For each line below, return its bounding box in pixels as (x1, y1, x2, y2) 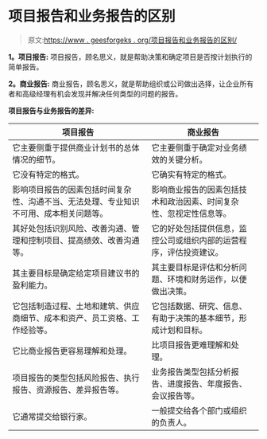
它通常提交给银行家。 (12, 411, 93, 422)
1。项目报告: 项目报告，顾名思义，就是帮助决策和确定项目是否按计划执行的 (8, 52, 253, 61)
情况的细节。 (12, 154, 61, 165)
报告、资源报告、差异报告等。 (12, 384, 125, 395)
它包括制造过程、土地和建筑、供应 (12, 300, 141, 312)
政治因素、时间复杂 (167, 196, 240, 207)
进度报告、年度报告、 (167, 378, 248, 389)
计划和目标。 (159, 324, 208, 335)
